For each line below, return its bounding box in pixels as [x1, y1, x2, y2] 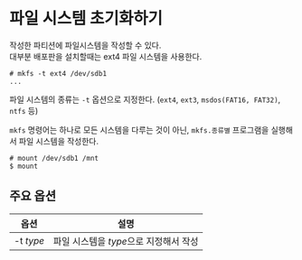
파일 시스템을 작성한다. [18, 135, 99, 146]
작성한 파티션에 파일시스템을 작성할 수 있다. [9, 40, 162, 51]
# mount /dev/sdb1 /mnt [9, 153, 99, 162]
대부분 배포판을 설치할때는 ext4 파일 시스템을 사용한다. [9, 51, 203, 61]
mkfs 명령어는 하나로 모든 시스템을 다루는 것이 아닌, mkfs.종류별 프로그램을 [9, 124, 269, 135]
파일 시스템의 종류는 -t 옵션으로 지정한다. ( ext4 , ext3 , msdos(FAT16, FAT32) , [9, 94, 281, 105]
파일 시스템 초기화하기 [9, 8, 163, 29]
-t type [14, 234, 45, 246]
